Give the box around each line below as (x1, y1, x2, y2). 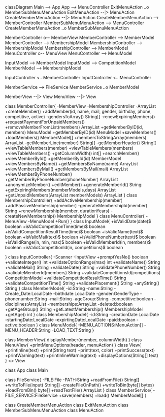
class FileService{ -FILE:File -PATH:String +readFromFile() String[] (5, 377, 139, 383)
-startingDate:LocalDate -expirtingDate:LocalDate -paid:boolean (5, 317, 135, 322)
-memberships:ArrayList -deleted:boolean (47, 301, 133, 307)
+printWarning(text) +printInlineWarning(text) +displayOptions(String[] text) (5, 353, 159, 358)
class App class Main (5, 367, 48, 373)
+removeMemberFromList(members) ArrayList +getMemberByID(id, (5, 124, 144, 130)
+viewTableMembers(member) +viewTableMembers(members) (5, 145, 134, 151)
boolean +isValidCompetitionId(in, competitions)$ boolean (5, 245, 123, 250)
